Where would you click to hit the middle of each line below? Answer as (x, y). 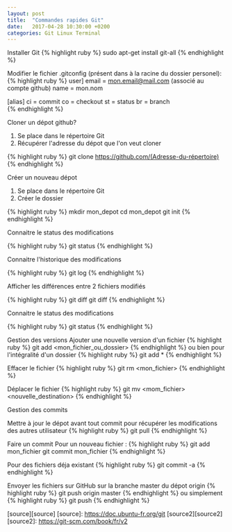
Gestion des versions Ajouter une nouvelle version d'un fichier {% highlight (115, 340)
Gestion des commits (38, 410)
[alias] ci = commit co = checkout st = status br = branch (89, 102)
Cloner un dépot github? (42, 123)
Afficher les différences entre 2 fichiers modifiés (76, 286)
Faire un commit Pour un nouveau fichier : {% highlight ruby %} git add (109, 444)
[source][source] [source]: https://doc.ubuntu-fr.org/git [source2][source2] (115, 514)
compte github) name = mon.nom (55, 88)
